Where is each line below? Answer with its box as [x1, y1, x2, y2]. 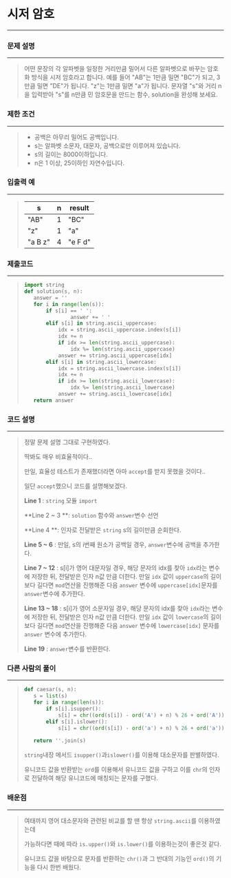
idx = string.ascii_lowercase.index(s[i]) [58, 365, 181, 372]
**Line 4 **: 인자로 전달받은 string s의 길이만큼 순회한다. [23, 526, 181, 534]
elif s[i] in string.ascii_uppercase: [45, 320, 157, 327]
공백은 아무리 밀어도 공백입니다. [34, 132, 119, 141]
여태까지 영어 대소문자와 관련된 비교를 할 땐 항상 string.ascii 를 [23, 816, 197, 824]
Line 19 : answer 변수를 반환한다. [23, 645, 111, 653]
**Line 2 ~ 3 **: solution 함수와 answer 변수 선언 [23, 511, 159, 520]
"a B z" [27, 237, 50, 247]
